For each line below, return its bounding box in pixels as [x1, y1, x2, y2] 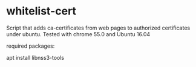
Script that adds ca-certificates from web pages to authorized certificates [6, 24, 191, 31]
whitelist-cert [6, 4, 77, 18]
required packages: [6, 42, 55, 49]
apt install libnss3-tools [6, 54, 65, 61]
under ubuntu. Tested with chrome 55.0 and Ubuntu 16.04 [6, 30, 151, 37]
